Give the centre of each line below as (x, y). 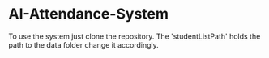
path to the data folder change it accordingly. (84, 44)
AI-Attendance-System (88, 14)
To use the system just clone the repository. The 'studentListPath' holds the (134, 36)
